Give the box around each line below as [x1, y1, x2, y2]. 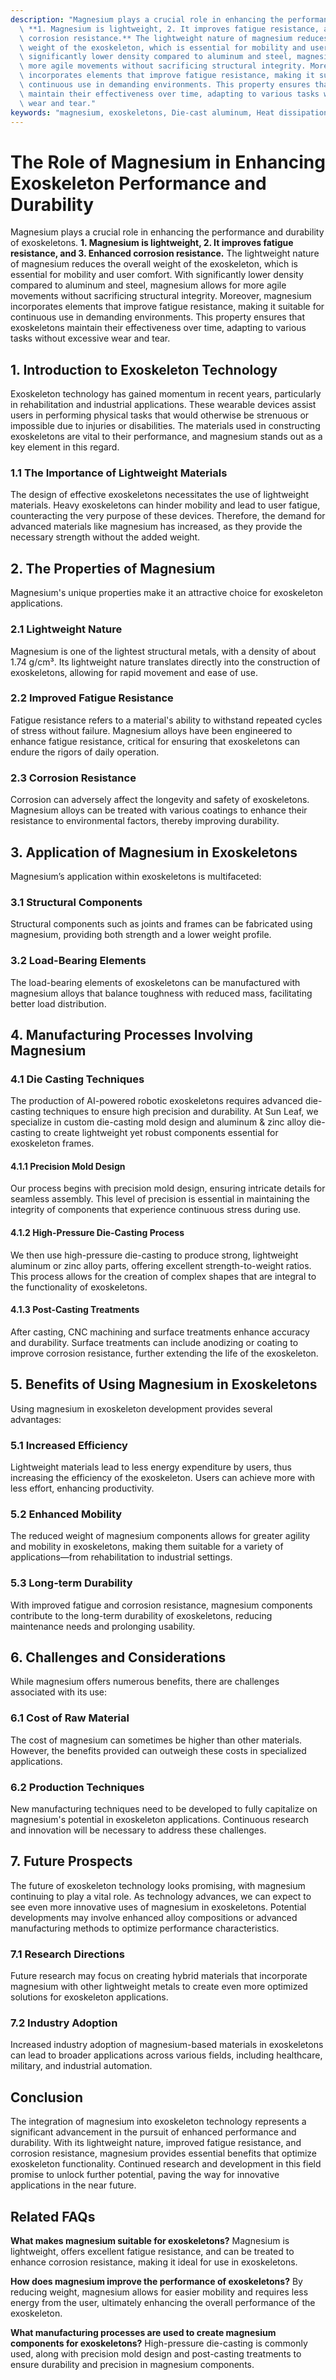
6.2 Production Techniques [10, 1780, 145, 1794]
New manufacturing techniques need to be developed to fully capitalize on [10, 1802, 318, 1815]
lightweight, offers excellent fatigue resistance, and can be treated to [10, 2245, 295, 2257]
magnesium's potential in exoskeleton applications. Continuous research [10, 1813, 309, 1825]
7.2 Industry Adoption [10, 2016, 118, 2030]
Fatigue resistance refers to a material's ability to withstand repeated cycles [10, 714, 323, 726]
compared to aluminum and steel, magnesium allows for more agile [10, 279, 287, 291]
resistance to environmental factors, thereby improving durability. [10, 815, 280, 827]
